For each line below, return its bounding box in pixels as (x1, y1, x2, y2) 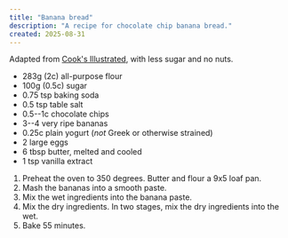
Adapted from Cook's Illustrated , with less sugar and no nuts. (9, 54, 234, 65)
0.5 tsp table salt (21, 99, 84, 110)
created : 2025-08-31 (9, 29, 86, 38)
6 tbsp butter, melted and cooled (21, 147, 142, 157)
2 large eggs (21, 137, 68, 147)
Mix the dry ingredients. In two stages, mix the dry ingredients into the (21, 202, 280, 212)
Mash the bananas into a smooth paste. (21, 183, 167, 194)
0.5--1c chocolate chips (21, 108, 109, 120)
